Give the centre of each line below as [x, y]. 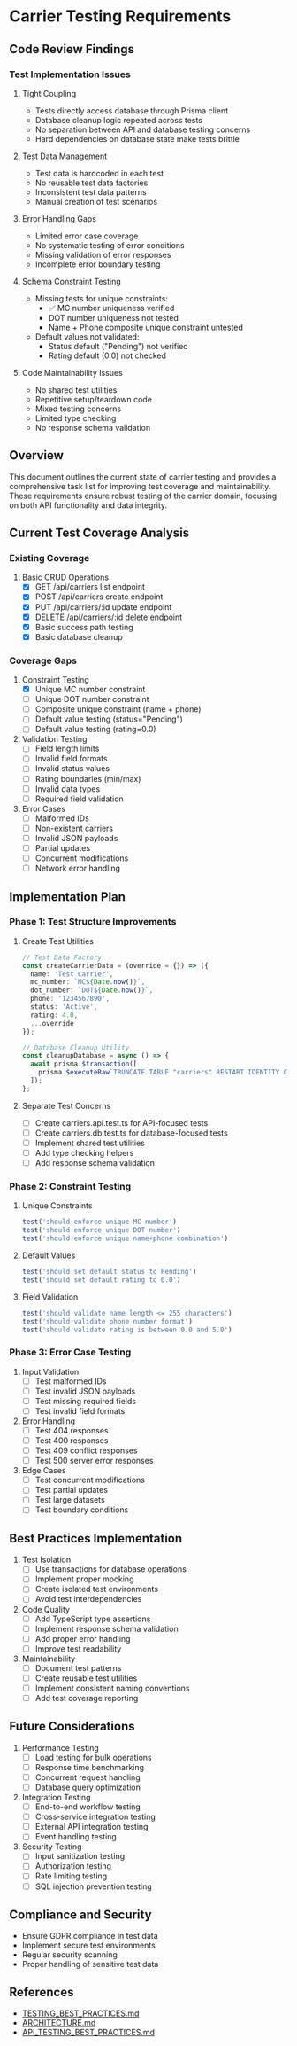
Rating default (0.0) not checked [107, 355]
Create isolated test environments [97, 1589]
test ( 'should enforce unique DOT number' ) [101, 1230]
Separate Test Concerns [66, 1105]
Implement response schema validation [107, 1628]
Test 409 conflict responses [86, 1450]
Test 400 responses [72, 1441]
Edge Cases [44, 1471]
